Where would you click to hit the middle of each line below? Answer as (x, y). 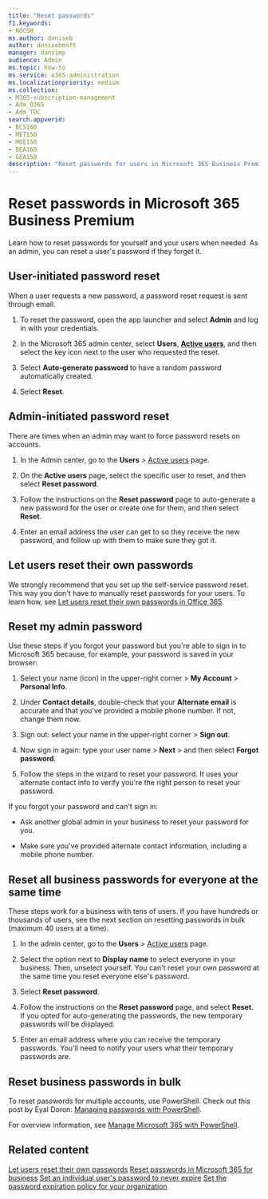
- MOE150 (23, 142)
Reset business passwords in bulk (95, 1082)
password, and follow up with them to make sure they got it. (118, 540)
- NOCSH (21, 30)
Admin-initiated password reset (89, 417)
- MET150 (23, 134)
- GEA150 (23, 157)
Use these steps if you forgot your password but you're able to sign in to (127, 646)
